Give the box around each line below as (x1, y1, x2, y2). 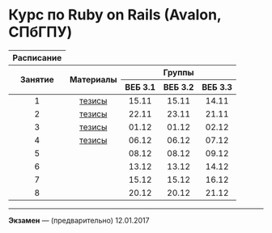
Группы (163, 66, 194, 78)
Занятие (19, 74, 54, 86)
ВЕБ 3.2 (163, 81, 194, 92)
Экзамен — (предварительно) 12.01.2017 (8, 215, 150, 225)
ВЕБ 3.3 (202, 81, 233, 92)
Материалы (69, 74, 117, 86)
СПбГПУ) (8, 23, 73, 41)
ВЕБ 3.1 (125, 81, 156, 92)
